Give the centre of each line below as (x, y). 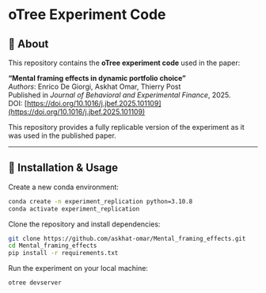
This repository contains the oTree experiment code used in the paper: (124, 63)
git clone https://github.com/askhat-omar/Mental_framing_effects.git (127, 238)
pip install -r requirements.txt (63, 253)
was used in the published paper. (62, 135)
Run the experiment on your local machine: (78, 268)
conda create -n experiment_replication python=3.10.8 (101, 201)
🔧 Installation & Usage (63, 168)
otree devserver (35, 283)
